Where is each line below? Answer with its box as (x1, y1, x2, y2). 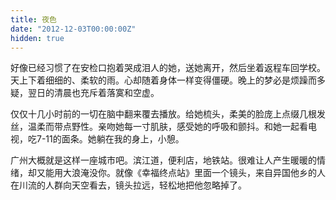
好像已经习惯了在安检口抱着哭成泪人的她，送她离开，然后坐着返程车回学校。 (10, 62, 326, 74)
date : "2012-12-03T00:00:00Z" (10, 24, 137, 34)
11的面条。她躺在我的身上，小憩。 (45, 133, 185, 145)
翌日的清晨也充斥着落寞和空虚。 (27, 87, 160, 99)
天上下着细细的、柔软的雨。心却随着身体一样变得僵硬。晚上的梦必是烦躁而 (10, 74, 317, 86)
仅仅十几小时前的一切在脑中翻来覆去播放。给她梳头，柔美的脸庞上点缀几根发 (10, 108, 326, 120)
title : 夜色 (10, 14, 57, 25)
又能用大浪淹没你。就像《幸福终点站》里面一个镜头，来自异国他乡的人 (36, 167, 326, 179)
